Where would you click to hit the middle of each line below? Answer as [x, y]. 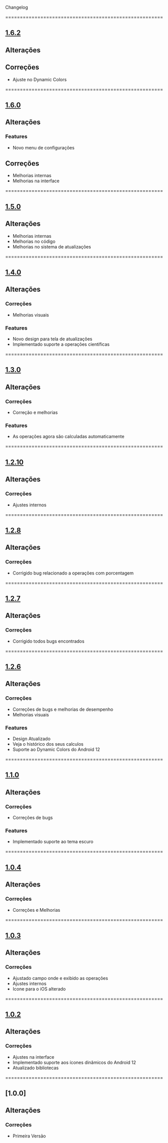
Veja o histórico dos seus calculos [48, 744]
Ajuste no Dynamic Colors [40, 79]
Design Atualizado [32, 739]
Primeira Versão [29, 1136]
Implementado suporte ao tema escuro [53, 842]
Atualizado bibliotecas [36, 1068]
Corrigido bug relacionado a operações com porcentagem [73, 573]
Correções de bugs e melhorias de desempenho [63, 709]
